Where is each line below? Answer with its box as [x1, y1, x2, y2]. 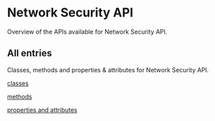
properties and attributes [7, 105, 78, 114]
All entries [7, 47, 52, 59]
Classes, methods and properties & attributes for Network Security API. [7, 65, 210, 74]
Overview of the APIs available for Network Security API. [7, 27, 168, 36]
